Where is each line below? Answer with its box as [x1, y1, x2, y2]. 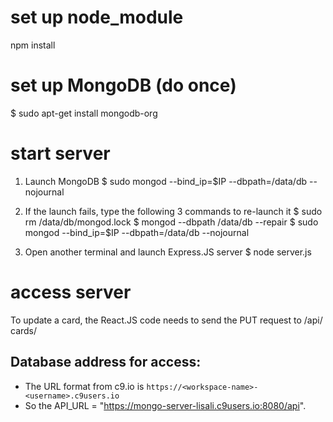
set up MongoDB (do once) [10, 74, 237, 97]
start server [10, 142, 111, 165]
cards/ [10, 324, 38, 336]
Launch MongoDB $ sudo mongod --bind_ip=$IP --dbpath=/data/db [24, 175, 308, 187]
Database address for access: [10, 354, 202, 371]
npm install [10, 39, 56, 51]
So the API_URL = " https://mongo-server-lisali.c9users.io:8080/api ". [24, 399, 307, 411]
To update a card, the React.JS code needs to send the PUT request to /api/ [10, 314, 323, 326]
